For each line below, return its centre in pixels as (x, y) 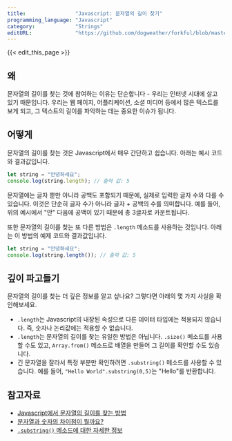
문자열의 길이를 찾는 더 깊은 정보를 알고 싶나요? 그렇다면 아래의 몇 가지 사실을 (111, 296)
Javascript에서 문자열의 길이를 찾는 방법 (71, 413)
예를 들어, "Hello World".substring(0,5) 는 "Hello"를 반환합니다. (127, 371)
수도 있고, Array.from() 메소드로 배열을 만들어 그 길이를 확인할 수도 (116, 345)
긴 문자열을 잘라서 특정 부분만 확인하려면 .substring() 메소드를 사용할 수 (116, 362)
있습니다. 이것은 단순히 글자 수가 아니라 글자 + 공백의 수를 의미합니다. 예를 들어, (114, 204)
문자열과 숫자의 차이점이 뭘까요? (60, 421)
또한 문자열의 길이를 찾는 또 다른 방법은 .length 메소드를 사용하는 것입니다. (108, 227)
